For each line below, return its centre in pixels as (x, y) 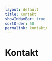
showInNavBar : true (25, 19)
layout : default (22, 10)
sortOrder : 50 (20, 24)
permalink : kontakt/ (26, 28)
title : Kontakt (21, 14)
